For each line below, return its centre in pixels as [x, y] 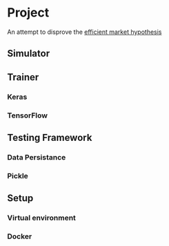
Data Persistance [37, 157]
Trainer [23, 77]
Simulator [29, 54]
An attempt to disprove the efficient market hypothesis [84, 32]
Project [28, 13]
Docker [20, 236]
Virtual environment [41, 218]
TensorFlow [28, 115]
